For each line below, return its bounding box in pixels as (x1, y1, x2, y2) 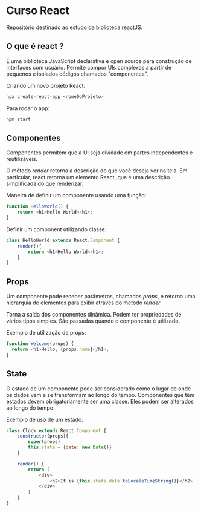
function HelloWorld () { (6, 203, 69, 209)
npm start (6, 116, 31, 122)
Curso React (6, 4, 70, 18)
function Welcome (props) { (6, 341, 74, 347)
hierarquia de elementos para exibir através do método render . (6, 299, 162, 306)
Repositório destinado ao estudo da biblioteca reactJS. (6, 24, 143, 31)
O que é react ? (6, 41, 65, 51)
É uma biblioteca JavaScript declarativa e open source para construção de (6, 57, 192, 64)
